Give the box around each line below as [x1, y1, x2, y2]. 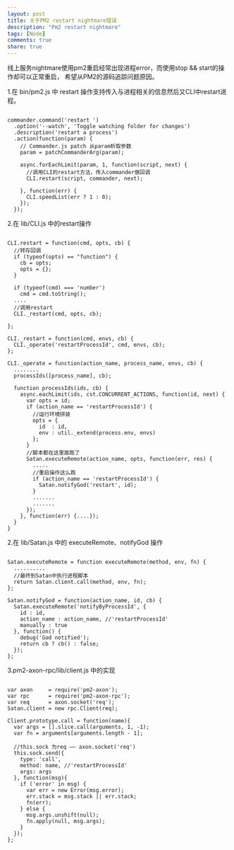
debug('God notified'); [20, 634, 90, 641]
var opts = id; [25, 397, 71, 404]
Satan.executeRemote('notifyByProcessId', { [13, 603, 147, 610]
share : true [7, 43, 42, 50]
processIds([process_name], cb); [13, 372, 112, 379]
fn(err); [25, 799, 52, 806]
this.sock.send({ [13, 750, 65, 757]
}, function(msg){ [13, 774, 68, 781]
